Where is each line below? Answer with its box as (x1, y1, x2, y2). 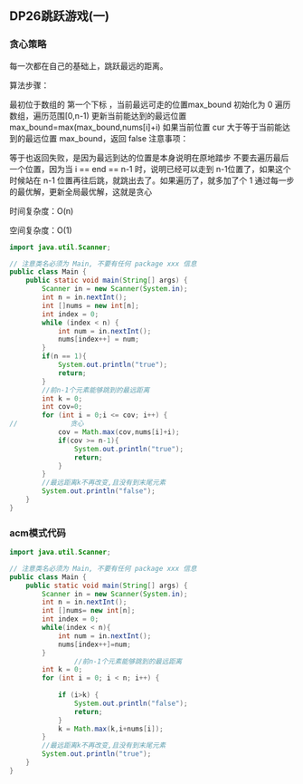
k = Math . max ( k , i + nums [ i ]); (57, 724, 165, 733)
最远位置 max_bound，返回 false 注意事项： (24, 132, 189, 143)
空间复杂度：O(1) (9, 225, 72, 236)
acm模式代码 (9, 527, 66, 539)
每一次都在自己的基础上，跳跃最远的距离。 (9, 60, 168, 71)
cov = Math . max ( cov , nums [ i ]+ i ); (57, 428, 180, 437)
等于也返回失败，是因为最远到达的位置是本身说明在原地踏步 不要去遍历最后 (9, 152, 289, 163)
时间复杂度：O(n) (9, 205, 74, 216)
